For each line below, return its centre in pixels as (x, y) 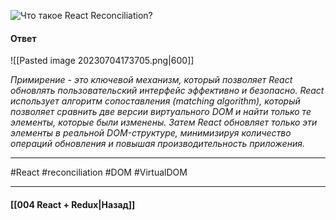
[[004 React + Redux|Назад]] (73, 204)
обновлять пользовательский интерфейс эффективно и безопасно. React (167, 91)
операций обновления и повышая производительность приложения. (157, 144)
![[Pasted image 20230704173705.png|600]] (102, 61)
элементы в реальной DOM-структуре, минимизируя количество (151, 133)
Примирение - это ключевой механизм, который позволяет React (151, 80)
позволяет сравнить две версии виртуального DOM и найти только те (161, 112)
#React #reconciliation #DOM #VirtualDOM (99, 172)
